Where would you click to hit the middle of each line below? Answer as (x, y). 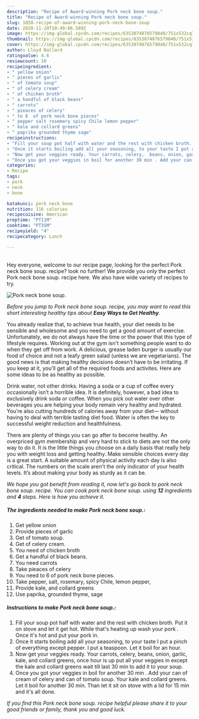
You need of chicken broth (48, 550)
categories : (21, 165)
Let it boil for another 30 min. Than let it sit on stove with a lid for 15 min (102, 685)
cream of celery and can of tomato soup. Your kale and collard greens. (101, 679)
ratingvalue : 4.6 (28, 56)
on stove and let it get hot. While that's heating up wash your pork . (97, 629)
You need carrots (36, 562)
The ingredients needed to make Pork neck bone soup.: (76, 510)
